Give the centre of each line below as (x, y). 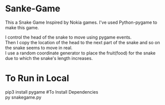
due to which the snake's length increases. (49, 58)
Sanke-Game (33, 9)
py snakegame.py (23, 97)
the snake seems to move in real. (39, 48)
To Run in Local (37, 79)
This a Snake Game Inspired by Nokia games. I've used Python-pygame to (81, 22)
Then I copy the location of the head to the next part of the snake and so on (82, 42)
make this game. (22, 27)
